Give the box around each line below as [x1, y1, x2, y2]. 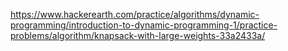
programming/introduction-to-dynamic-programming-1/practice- [10, 19, 278, 31]
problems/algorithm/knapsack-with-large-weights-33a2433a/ [10, 30, 266, 41]
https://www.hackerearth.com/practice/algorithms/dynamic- [10, 9, 260, 20]
